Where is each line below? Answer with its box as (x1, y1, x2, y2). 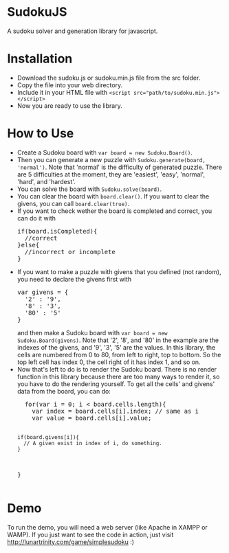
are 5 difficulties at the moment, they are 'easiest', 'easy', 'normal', (17, 170, 205, 179)
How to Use (7, 126, 74, 142)
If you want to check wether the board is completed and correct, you (17, 207, 212, 215)
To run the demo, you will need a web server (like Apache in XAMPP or (7, 523, 208, 531)
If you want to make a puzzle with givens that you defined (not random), (17, 267, 221, 275)
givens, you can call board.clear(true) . (17, 199, 130, 207)
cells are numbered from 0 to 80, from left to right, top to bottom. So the (17, 350, 221, 359)
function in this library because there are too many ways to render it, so (17, 372, 220, 381)
